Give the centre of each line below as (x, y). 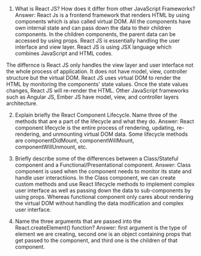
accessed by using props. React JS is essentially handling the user (97, 41)
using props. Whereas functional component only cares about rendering (104, 197)
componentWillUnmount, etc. (51, 147)
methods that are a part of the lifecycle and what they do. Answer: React (104, 121)
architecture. (22, 103)
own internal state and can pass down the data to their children (93, 28)
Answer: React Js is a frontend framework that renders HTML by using (102, 15)
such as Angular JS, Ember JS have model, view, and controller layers (92, 97)
